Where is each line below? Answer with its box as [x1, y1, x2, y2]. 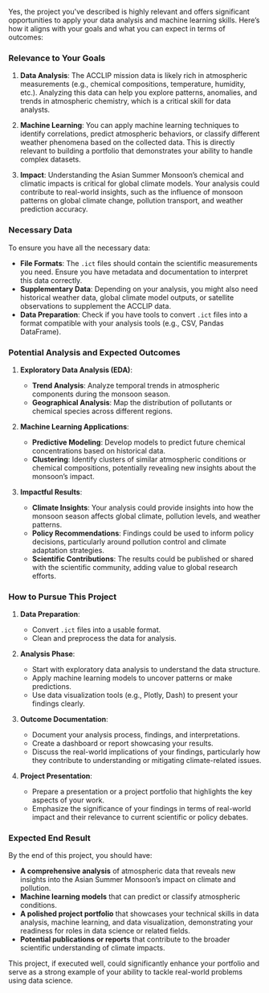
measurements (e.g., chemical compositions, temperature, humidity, [19, 80, 247, 89]
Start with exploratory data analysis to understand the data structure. [31, 665, 261, 675]
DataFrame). [19, 326, 62, 336]
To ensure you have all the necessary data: [8, 243, 151, 252]
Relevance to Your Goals [8, 52, 106, 64]
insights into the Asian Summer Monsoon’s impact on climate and [19, 875, 236, 884]
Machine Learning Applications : [19, 421, 130, 431]
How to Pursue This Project [8, 591, 117, 602]
